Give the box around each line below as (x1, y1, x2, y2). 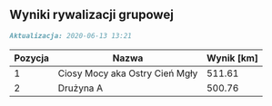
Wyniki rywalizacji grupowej (9, 7, 175, 23)
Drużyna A (57, 82, 103, 94)
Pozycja (14, 52, 50, 64)
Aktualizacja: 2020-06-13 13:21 (9, 31, 132, 40)
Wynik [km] (206, 52, 259, 64)
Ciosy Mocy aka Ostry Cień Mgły (57, 67, 198, 80)
